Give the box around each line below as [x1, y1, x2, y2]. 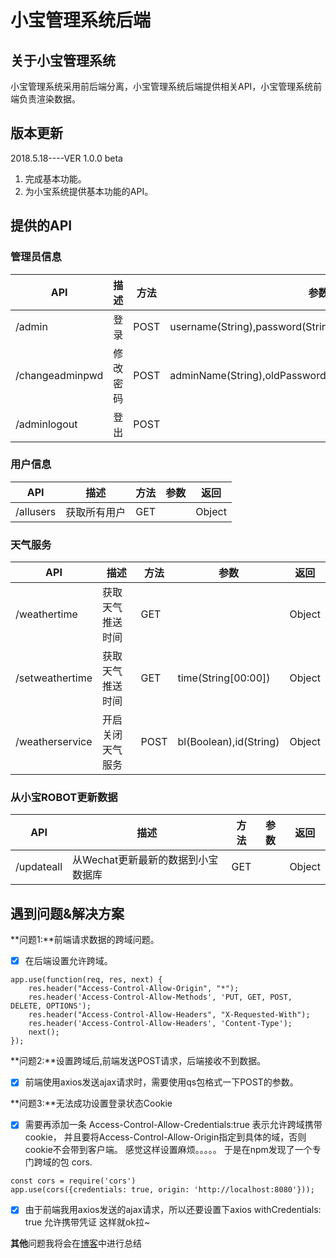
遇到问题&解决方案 [10, 905, 125, 922]
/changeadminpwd [15, 368, 104, 382]
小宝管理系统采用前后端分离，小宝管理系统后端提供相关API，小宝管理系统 [10, 81, 314, 92]
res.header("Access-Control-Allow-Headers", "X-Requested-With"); [28, 1010, 311, 1020]
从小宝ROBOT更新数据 [10, 791, 118, 805]
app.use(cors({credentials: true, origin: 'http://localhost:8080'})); [10, 1185, 315, 1195]
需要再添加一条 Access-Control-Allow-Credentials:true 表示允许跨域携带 [24, 1119, 323, 1131]
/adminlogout [15, 417, 78, 431]
